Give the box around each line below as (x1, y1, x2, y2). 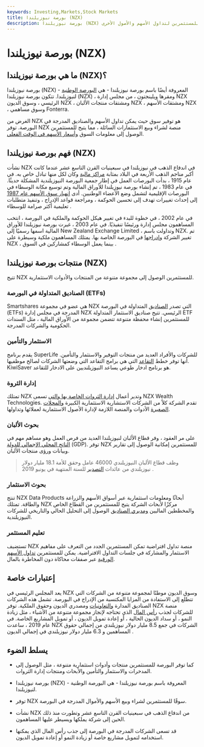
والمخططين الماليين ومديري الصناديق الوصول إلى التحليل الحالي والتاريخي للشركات (7, 507, 194, 514)
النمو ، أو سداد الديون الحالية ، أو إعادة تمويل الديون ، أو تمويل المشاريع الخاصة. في (7, 614, 192, 622)
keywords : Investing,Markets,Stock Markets (7, 8, 119, 15)
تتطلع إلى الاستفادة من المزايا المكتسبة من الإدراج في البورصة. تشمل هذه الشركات (7, 595, 193, 603)
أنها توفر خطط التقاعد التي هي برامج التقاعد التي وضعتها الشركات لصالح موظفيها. (7, 357, 189, 364)
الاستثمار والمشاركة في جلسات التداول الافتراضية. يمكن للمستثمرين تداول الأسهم (7, 549, 189, 556)
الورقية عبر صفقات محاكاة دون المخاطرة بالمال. (7, 555, 116, 562)
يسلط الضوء (7, 645, 48, 655)
